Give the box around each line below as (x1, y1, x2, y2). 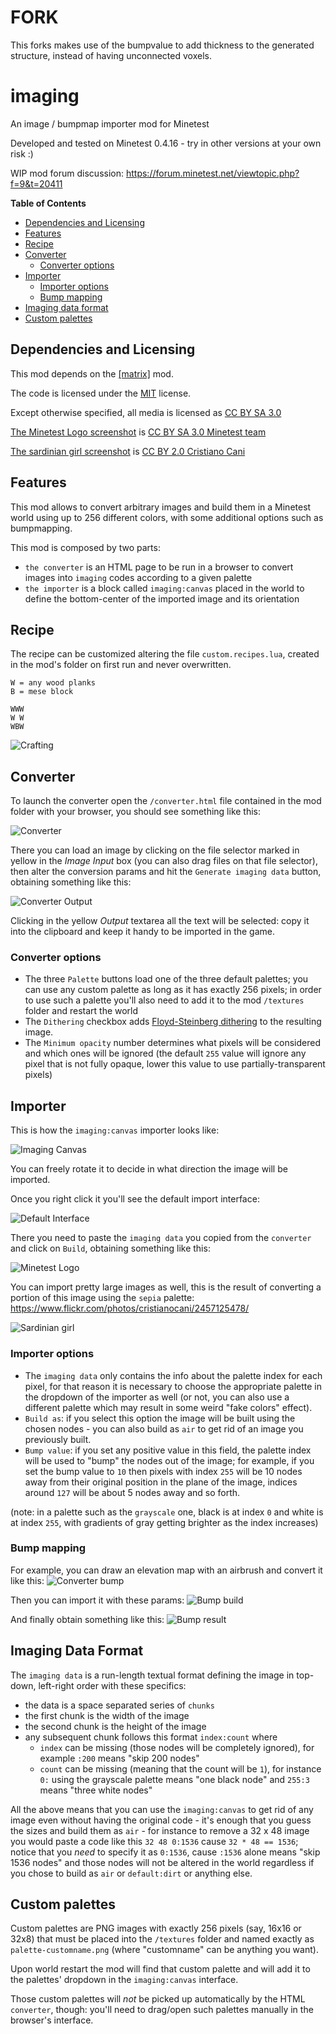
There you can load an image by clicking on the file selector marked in (10, 844, 300, 856)
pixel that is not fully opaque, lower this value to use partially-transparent (24, 1058, 326, 1070)
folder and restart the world (24, 1005, 139, 1017)
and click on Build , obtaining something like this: (10, 1242, 211, 1255)
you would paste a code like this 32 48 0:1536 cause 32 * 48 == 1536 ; (10, 1835, 299, 1847)
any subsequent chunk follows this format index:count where (24, 1731, 278, 1743)
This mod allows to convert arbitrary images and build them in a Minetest (10, 501, 312, 513)
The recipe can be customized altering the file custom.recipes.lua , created (10, 648, 320, 660)
